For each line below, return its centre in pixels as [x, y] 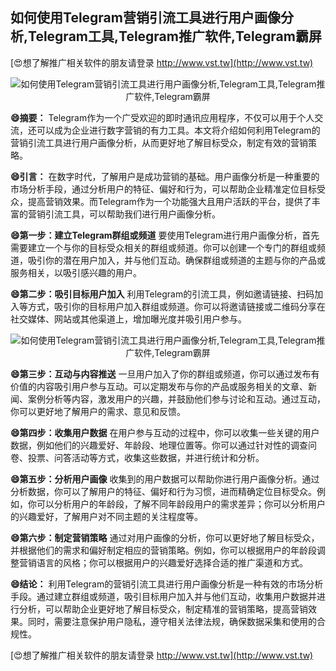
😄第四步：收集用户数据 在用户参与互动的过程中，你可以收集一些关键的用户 [165, 432]
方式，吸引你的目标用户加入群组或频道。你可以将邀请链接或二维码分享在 [176, 306]
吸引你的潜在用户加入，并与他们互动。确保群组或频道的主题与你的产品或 [176, 260]
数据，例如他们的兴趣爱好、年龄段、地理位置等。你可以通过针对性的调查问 [163, 445]
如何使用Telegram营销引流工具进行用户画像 [145, 18]
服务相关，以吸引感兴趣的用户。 [76, 272]
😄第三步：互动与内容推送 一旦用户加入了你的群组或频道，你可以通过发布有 [165, 374]
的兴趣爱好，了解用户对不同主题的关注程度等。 [106, 516]
